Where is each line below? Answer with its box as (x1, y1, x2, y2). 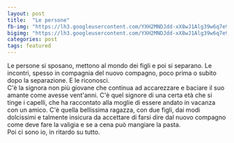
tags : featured (7, 42, 52, 49)
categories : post (7, 36, 58, 43)
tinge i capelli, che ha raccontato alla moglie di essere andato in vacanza (7, 99, 216, 106)
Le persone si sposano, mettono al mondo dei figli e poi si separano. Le (7, 62, 212, 69)
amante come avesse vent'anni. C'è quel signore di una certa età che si (7, 91, 212, 99)
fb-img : (7, 23, 30, 30)
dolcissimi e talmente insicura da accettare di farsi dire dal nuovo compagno (7, 113, 226, 121)
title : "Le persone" (7, 17, 70, 24)
